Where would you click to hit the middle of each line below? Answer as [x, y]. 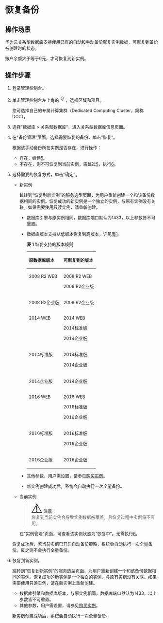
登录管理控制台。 [29, 88]
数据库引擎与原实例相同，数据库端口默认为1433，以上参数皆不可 [91, 218]
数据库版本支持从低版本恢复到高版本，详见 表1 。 [74, 234]
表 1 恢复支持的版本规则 [50, 244]
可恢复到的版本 [78, 260]
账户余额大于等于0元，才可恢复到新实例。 [47, 58]
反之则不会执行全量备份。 [46, 550]
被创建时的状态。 [22, 48]
